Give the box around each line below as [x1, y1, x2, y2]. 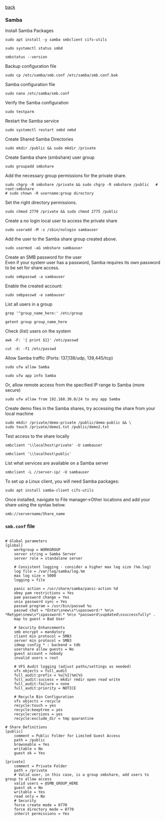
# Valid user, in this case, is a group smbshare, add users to [14, 772, 149, 777]
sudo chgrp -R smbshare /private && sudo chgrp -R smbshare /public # [5, 182, 158, 187]
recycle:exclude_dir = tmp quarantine [14, 716, 94, 721]
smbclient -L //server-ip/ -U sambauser [5, 470, 90, 475]
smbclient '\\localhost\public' [5, 452, 72, 456]
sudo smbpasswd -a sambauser [5, 274, 65, 279]
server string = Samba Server [14, 551, 77, 556]
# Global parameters [5, 539, 48, 544]
